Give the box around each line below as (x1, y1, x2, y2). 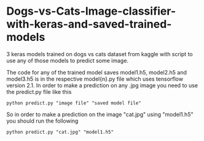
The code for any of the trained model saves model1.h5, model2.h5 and (6, 68, 187, 76)
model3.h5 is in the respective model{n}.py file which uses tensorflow (6, 75, 183, 82)
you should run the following (6, 117, 79, 125)
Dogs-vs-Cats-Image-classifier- (6, 4, 176, 18)
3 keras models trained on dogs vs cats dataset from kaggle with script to (6, 50, 193, 57)
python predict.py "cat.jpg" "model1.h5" (6, 129, 114, 135)
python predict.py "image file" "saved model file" (6, 99, 141, 106)
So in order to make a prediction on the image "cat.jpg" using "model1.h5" (6, 110, 194, 118)
